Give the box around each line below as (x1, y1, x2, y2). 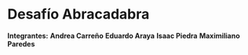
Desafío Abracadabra (7, 5, 150, 23)
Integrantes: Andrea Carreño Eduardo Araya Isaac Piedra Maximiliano (7, 31, 240, 40)
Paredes (7, 39, 35, 48)
